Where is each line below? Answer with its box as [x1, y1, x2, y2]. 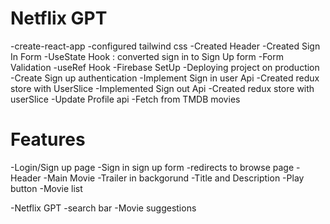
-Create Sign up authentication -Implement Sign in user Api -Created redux [10, 72, 320, 84]
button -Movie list [10, 182, 83, 194]
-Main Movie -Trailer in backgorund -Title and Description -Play [43, 172, 305, 184]
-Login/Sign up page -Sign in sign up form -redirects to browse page [10, 161, 295, 173]
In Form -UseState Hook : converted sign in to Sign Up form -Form [10, 50, 285, 62]
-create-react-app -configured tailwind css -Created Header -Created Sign [10, 40, 321, 52]
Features [10, 128, 86, 151]
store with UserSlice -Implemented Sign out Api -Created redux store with [10, 82, 315, 94]
